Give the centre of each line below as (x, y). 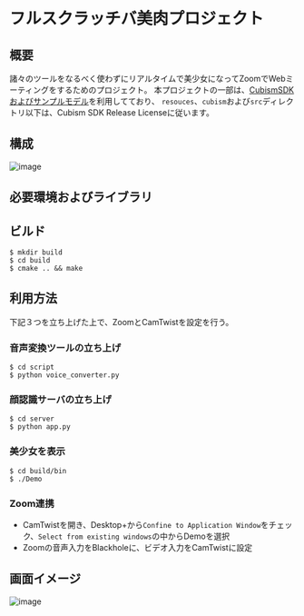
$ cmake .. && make (46, 269)
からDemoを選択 (198, 536)
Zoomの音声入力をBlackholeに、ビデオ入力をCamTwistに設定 (137, 548)
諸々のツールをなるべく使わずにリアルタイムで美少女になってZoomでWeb (147, 79)
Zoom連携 (32, 503)
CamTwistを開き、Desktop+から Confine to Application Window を (146, 525)
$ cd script (32, 368)
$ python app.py (40, 427)
